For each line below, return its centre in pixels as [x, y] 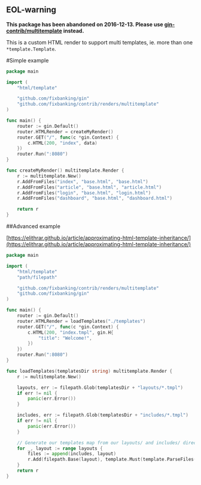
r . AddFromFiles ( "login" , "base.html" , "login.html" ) [84, 193]
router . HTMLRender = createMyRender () [65, 131]
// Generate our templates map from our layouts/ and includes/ [99, 443]
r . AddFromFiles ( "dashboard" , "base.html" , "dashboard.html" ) [95, 198]
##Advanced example [33, 226]
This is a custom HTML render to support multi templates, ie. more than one [100, 42]
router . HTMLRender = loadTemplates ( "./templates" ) [81, 321]
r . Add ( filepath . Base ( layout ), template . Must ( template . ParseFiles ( [112, 459]
